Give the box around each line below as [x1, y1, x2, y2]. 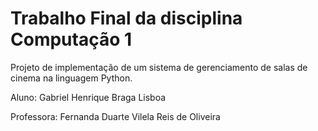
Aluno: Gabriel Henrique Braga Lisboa [10, 91, 167, 103]
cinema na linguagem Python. [10, 72, 133, 84]
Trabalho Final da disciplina [10, 7, 243, 30]
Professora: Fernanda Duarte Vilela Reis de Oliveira [10, 110, 221, 122]
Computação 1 [10, 28, 133, 51]
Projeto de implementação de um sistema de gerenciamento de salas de [10, 61, 308, 73]
